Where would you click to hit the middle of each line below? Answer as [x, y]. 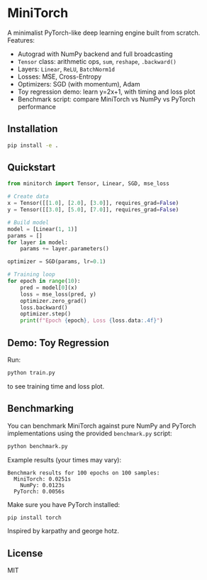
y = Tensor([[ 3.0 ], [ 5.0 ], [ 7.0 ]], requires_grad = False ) [93, 210]
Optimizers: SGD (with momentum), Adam [79, 84]
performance [37, 106]
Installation [33, 129]
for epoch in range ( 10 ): [44, 281]
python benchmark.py [38, 446]
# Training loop [31, 274]
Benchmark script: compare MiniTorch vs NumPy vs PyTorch [107, 99]
